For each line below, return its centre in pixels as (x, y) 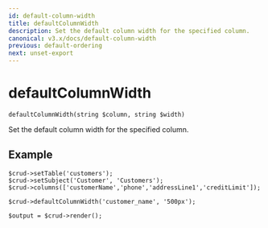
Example (31, 155)
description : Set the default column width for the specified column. (129, 31)
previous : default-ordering (56, 46)
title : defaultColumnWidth (54, 23)
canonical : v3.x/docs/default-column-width (82, 38)
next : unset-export (41, 53)
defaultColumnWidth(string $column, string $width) (97, 114)
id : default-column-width (52, 16)
